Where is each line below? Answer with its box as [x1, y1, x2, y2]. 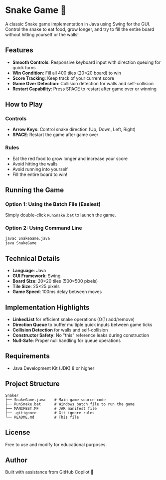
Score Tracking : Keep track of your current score [12, 75, 115, 81]
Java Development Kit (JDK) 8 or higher [12, 365, 95, 371]
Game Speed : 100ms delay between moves [12, 289, 102, 295]
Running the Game [5, 186, 64, 194]
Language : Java [12, 268, 46, 274]
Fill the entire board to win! [12, 171, 68, 177]
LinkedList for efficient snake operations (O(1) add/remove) [12, 317, 135, 322]
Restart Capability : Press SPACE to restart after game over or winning [12, 86, 157, 92]
